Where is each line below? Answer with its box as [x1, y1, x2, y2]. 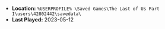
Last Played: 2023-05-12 [11, 16, 74, 23]
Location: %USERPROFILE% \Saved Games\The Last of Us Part [11, 5, 160, 12]
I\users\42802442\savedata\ [11, 11, 81, 17]
